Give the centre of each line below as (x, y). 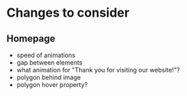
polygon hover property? (52, 85)
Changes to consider (68, 13)
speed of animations (46, 55)
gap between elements (49, 63)
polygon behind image (49, 77)
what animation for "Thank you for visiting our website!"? (98, 70)
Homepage (31, 39)
